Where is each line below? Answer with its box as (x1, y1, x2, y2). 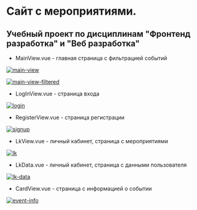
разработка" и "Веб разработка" (6, 38, 140, 48)
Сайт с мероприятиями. (6, 4, 137, 18)
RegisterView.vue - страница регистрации (15, 114, 125, 121)
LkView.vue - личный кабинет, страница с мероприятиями (15, 138, 169, 144)
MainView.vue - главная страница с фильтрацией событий (15, 54, 168, 62)
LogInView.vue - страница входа (15, 90, 100, 97)
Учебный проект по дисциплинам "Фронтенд (6, 29, 191, 39)
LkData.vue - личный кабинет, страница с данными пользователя (15, 161, 187, 168)
